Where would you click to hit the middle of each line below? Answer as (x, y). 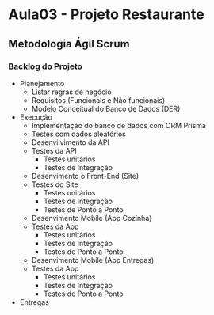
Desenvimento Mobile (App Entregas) (93, 260)
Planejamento (42, 83)
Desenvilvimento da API (70, 142)
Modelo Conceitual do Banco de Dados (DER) (106, 108)
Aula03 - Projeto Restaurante (106, 15)
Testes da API (54, 150)
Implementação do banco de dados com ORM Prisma (118, 125)
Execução (36, 117)
